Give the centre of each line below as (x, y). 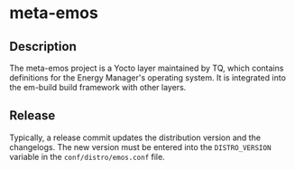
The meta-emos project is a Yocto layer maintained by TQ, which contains (147, 68)
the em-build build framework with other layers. (98, 87)
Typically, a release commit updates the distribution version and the (135, 137)
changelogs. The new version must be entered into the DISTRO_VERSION (140, 146)
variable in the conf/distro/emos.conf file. (87, 156)
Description (43, 47)
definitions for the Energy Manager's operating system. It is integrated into (148, 78)
